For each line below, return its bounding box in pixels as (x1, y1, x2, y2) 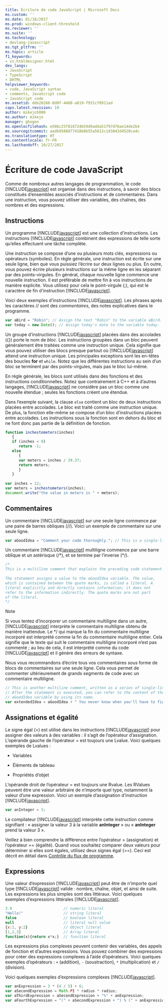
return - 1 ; (18, 444, 41, 449)
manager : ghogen (5, 119, 39, 124)
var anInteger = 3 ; (5, 807, 46, 812)
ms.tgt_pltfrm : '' (5, 45, 43, 50)
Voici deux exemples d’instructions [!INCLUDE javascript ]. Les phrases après (5, 297, 162, 303)
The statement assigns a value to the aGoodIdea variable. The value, (5, 576, 155, 581)
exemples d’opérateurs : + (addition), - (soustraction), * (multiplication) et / (5, 959, 159, 965)
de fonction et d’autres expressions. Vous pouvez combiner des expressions (5, 948, 162, 954)
